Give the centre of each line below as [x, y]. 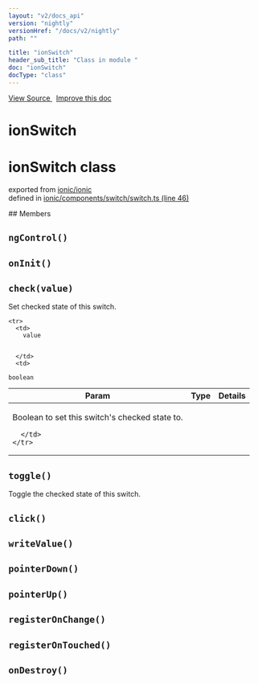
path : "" [23, 38]
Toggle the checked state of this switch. [74, 494]
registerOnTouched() [60, 645]
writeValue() [41, 544]
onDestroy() [38, 670]
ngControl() [38, 238]
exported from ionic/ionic [50, 189]
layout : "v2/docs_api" [46, 16]
